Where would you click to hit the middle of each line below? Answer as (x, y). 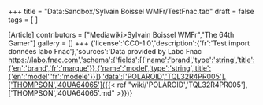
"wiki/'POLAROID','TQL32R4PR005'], (188, 85)
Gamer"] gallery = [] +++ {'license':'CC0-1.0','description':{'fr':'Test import (129, 43)
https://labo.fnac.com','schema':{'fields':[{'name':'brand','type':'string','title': (131, 60)
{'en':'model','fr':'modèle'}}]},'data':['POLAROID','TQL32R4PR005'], (117, 76)
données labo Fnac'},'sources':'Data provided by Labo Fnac (105, 51)
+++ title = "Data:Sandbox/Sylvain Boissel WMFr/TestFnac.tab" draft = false (131, 11)
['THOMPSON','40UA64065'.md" (62, 93)
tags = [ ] (23, 20)
